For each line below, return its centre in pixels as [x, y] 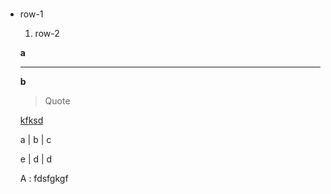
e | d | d [36, 159]
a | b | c [35, 140]
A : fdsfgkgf [44, 179]
